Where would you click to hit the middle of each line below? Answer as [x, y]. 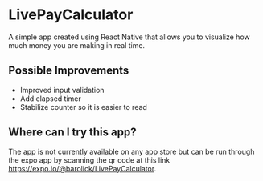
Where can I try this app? [72, 133]
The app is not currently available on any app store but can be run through [131, 151]
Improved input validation [62, 90]
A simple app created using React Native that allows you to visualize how [129, 37]
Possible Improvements [69, 71]
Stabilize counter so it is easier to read [83, 107]
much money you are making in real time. [77, 45]
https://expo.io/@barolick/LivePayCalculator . [82, 168]
